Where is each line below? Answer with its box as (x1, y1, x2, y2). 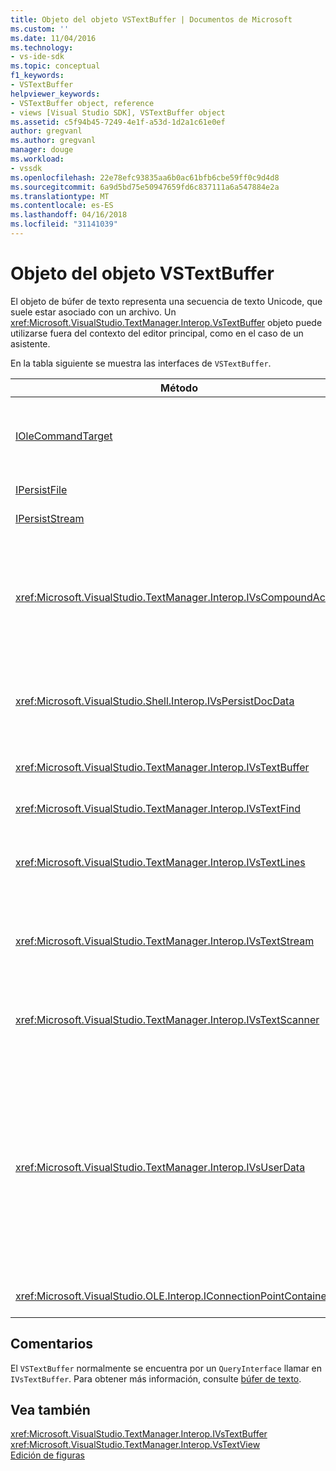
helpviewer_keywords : (10, 89, 101, 99)
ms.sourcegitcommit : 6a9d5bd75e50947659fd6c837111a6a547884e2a (10, 182, 280, 192)
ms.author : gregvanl (10, 136, 97, 146)
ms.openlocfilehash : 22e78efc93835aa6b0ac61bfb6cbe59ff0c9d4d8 (10, 172, 280, 183)
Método (160, 381, 198, 395)
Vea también (10, 1402, 91, 1419)
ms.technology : (10, 42, 74, 53)
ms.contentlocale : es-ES (10, 201, 114, 211)
